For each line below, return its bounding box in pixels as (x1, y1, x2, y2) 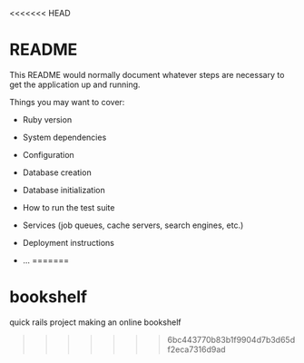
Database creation (22, 167, 93, 178)
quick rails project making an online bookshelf (9, 317, 181, 328)
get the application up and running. (9, 79, 141, 90)
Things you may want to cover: (9, 96, 125, 107)
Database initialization (22, 184, 106, 195)
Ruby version (22, 113, 73, 125)
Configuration (22, 149, 74, 160)
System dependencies (22, 132, 107, 142)
